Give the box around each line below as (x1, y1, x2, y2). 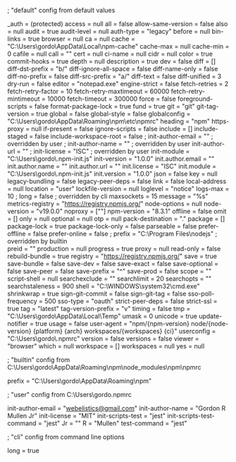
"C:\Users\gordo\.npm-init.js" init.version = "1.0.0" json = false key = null (7, 169, 218, 178)
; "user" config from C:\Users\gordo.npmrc (7, 391, 132, 399)
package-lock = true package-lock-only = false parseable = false (7, 222, 197, 230)
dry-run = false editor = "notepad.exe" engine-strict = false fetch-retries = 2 (7, 80, 229, 87)
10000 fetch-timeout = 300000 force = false (46, 95, 176, 103)
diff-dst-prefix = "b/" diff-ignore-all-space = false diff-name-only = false (7, 65, 218, 73)
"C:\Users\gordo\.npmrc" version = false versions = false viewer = (7, 334, 199, 343)
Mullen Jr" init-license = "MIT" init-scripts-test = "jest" (7, 412, 166, 420)
